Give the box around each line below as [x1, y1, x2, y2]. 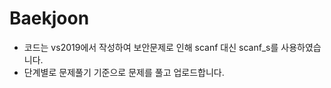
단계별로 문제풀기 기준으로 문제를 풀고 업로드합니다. [23, 66, 225, 78]
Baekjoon [9, 7, 90, 30]
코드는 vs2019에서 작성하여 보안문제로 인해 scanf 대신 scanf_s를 [23, 41, 279, 53]
